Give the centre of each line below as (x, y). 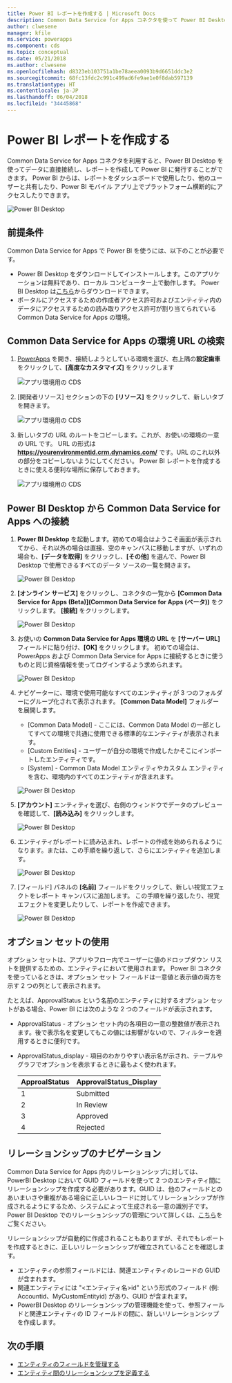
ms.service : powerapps (40, 39)
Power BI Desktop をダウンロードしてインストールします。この (106, 273)
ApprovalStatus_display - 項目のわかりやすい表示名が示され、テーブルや (120, 1056)
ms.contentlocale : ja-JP (43, 91)
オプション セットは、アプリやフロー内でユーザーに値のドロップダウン (108, 960)
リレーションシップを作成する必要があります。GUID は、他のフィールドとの (115, 1188)
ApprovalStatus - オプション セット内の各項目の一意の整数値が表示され (118, 1024)
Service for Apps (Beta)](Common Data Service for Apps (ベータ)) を (117, 602)
